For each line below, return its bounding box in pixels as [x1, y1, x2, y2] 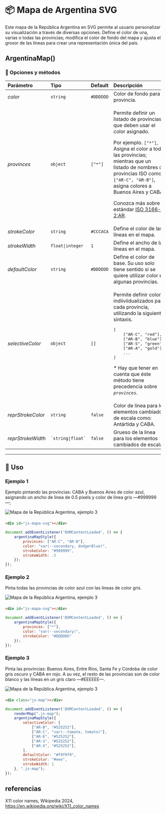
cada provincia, [113, 303, 149, 310]
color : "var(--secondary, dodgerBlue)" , [23, 543, 107, 548]
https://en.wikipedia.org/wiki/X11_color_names [5, 803, 100, 809]
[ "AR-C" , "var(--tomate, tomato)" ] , [31, 729, 107, 735]
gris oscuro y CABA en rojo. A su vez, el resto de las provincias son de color [5, 671, 160, 677]
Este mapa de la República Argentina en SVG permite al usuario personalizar [5, 24, 161, 30]
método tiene [113, 377, 144, 384]
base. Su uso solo [113, 260, 155, 267]
